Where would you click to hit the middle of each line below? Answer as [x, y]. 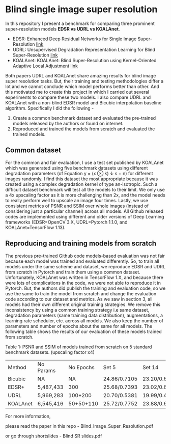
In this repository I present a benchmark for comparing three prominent [80, 23]
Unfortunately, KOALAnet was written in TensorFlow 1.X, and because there [84, 277]
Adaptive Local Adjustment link [45, 66]
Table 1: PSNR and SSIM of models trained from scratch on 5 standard [79, 347]
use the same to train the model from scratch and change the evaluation [81, 293]
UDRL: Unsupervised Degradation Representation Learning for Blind [84, 49]
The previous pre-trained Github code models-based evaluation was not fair [85, 256]
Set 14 [150, 367]
